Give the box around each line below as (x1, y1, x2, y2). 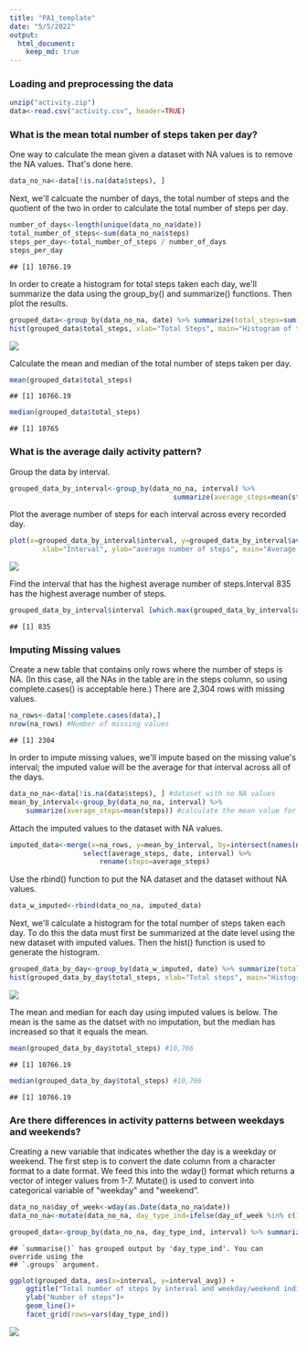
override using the (9, 1252, 84, 1261)
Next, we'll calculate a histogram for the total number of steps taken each (9, 917, 286, 928)
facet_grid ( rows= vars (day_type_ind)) (26, 1310, 170, 1320)
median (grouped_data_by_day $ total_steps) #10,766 (9, 1076, 203, 1086)
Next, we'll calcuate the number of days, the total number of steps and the (9, 193, 290, 204)
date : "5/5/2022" (9, 22, 76, 31)
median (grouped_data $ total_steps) (9, 408, 142, 417)
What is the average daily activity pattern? (9, 445, 203, 458)
